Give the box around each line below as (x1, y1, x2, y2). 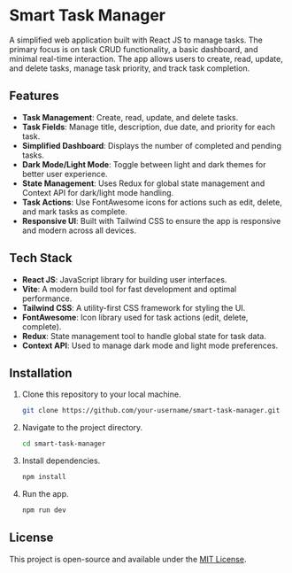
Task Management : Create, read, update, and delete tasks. (21, 112, 239, 122)
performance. (21, 293, 73, 304)
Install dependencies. (21, 455, 101, 466)
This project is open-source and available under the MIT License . (9, 554, 247, 564)
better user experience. (21, 168, 108, 179)
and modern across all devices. (21, 225, 137, 236)
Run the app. (21, 489, 69, 499)
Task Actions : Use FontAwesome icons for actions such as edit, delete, (21, 197, 283, 207)
